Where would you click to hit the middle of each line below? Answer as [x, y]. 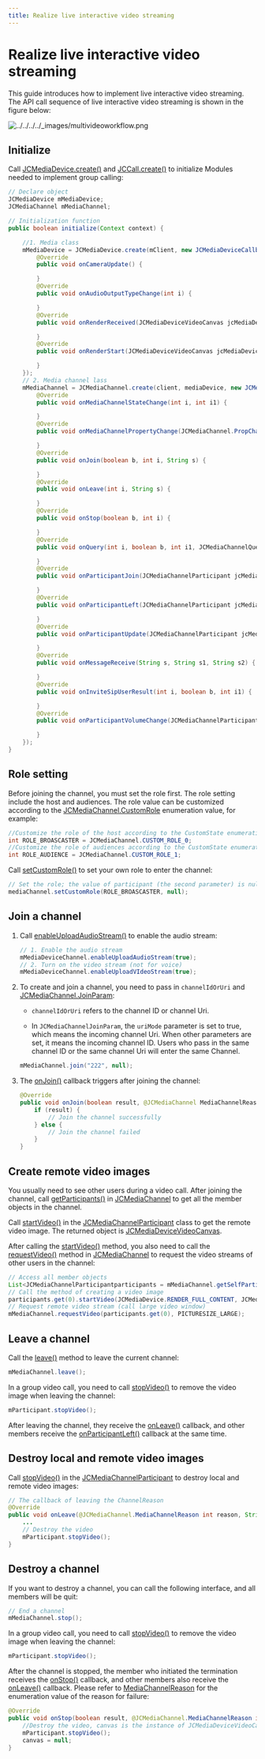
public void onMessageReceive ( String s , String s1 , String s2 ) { [146, 663]
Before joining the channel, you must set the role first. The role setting [122, 793]
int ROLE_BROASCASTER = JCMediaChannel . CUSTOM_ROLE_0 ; [100, 840]
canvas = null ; [47, 1740]
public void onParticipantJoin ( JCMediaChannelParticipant [134, 576]
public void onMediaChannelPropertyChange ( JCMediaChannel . [136, 431]
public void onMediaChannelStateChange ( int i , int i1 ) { [132, 402]
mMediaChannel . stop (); [45, 1618]
